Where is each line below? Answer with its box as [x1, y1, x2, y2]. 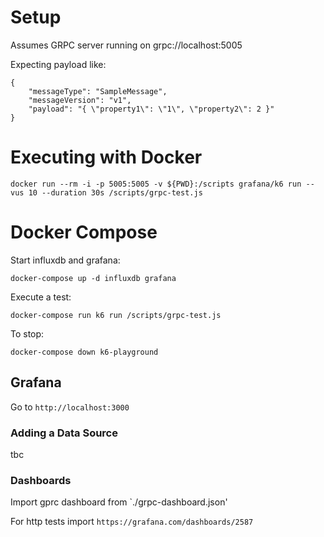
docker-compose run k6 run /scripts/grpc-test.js [10, 310, 222, 320]
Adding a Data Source [10, 426, 118, 440]
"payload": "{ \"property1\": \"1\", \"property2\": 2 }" [28, 104, 275, 114]
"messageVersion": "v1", [28, 95, 132, 105]
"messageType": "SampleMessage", [28, 86, 168, 96]
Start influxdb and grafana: [10, 254, 121, 266]
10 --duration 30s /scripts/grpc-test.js [28, 187, 203, 198]
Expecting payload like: [10, 58, 107, 70]
